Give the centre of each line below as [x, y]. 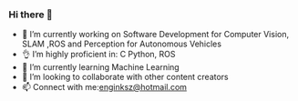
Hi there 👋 [31, 15]
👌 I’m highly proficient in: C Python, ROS [98, 55]
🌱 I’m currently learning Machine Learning [100, 67]
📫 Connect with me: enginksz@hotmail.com [104, 87]
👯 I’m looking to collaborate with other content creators [125, 77]
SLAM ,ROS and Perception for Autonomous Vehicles [122, 44]
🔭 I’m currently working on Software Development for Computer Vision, [155, 35]
